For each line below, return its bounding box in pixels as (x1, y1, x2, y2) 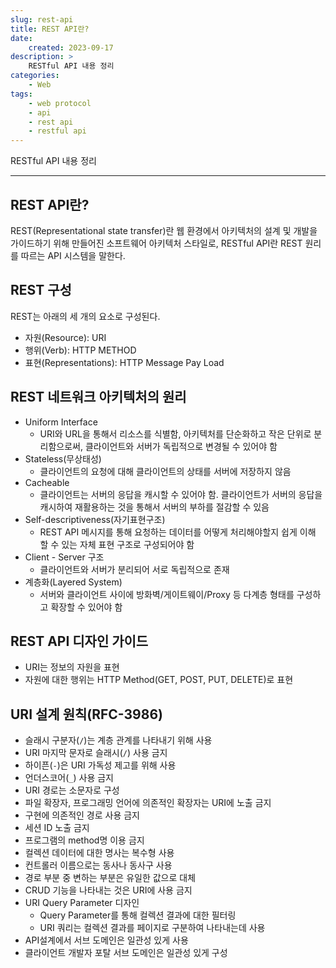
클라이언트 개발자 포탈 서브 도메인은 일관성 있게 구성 (24, 947, 228, 959)
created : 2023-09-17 (28, 42, 114, 53)
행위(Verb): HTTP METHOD (24, 344, 137, 356)
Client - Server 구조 (24, 551, 105, 563)
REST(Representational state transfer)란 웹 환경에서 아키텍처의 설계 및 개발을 (10, 224, 318, 236)
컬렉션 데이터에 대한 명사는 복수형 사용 (24, 847, 175, 859)
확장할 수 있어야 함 (50, 601, 123, 613)
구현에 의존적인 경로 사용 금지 (24, 809, 140, 821)
